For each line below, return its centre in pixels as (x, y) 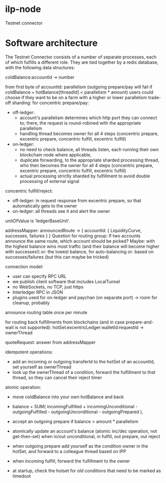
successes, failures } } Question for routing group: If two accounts (73, 236)
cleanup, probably (31, 303)
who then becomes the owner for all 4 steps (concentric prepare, (86, 165)
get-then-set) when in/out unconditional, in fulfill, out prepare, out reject (86, 436)
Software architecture (51, 43)
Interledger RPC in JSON (38, 292)
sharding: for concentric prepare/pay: (51, 103)
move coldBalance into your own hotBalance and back (68, 397)
